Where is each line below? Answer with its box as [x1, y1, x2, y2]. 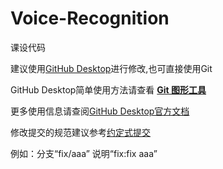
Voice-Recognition [10, 7, 170, 30]
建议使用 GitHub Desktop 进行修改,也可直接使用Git [10, 62, 213, 74]
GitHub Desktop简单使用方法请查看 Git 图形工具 [10, 83, 207, 96]
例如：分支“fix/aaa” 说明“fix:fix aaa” [10, 147, 158, 159]
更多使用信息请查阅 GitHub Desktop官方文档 [10, 105, 190, 117]
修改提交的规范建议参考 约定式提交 [10, 126, 151, 138]
